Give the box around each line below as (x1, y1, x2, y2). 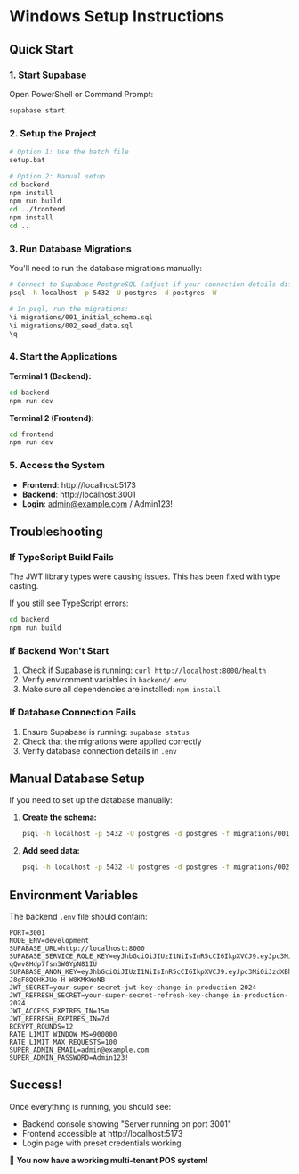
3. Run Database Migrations (9, 243, 132, 255)
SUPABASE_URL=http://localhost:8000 (9, 944, 145, 953)
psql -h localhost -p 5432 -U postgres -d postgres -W (9, 288, 217, 298)
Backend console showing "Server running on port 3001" (21, 1118, 232, 1129)
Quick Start (9, 42, 74, 57)
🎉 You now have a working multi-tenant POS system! (9, 1154, 209, 1165)
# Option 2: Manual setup (9, 171, 105, 180)
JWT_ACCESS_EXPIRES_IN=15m (9, 1006, 109, 1015)
